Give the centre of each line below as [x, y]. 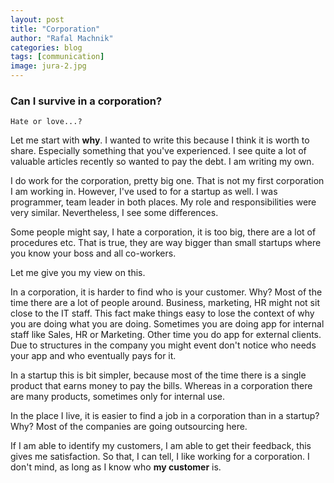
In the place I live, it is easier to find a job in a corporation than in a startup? [165, 416]
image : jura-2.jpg [48, 66]
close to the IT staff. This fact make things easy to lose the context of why [162, 313]
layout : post [37, 19]
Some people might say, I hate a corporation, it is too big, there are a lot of [163, 232]
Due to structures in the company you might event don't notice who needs [163, 345]
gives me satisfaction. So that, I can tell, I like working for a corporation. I [160, 457]
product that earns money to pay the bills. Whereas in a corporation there [161, 386]
